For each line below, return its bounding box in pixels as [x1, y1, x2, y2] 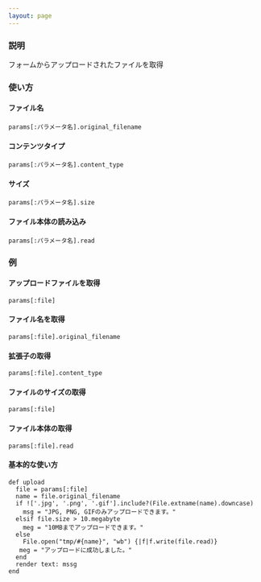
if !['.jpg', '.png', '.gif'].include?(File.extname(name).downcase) [15, 499, 254, 507]
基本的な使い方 [8, 460, 58, 469]
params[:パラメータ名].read [8, 237, 95, 245]
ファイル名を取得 [8, 315, 65, 324]
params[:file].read [8, 442, 74, 450]
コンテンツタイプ [8, 141, 65, 151]
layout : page [8, 11, 52, 20]
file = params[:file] [15, 485, 89, 493]
